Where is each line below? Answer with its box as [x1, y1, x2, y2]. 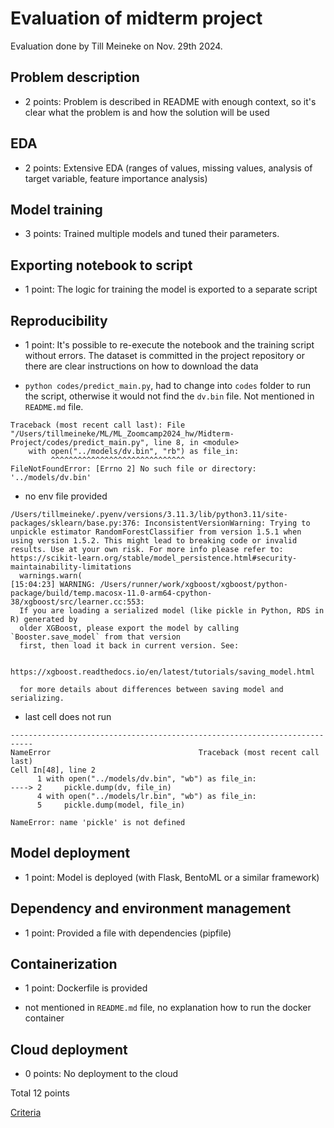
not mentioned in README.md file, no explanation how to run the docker [24, 1002, 312, 1014]
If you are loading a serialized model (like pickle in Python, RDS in [19, 606, 325, 616]
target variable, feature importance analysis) [24, 172, 208, 184]
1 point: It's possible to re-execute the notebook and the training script [24, 339, 315, 351]
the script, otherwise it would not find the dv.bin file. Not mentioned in [24, 390, 315, 402]
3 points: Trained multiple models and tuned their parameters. [24, 228, 280, 240]
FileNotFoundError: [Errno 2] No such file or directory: [10, 464, 257, 474]
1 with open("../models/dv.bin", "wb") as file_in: [36, 774, 257, 784]
